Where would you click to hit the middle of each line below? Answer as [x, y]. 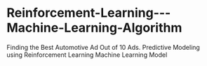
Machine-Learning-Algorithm [94, 28]
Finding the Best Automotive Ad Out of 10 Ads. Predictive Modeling [103, 47]
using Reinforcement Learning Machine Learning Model [87, 55]
